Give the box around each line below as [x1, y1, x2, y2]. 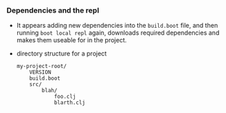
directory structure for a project [16, 49, 107, 58]
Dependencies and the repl [6, 6, 100, 15]
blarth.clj [53, 99, 86, 106]
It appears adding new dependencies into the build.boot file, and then [16, 21, 218, 30]
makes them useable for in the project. [16, 36, 127, 44]
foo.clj [53, 93, 76, 101]
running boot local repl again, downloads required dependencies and [16, 28, 220, 37]
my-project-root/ [16, 63, 67, 70]
